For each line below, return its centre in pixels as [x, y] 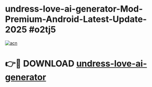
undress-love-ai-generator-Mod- [74, 9]
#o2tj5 [42, 30]
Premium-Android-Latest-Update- [76, 19]
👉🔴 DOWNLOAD [40, 64]
